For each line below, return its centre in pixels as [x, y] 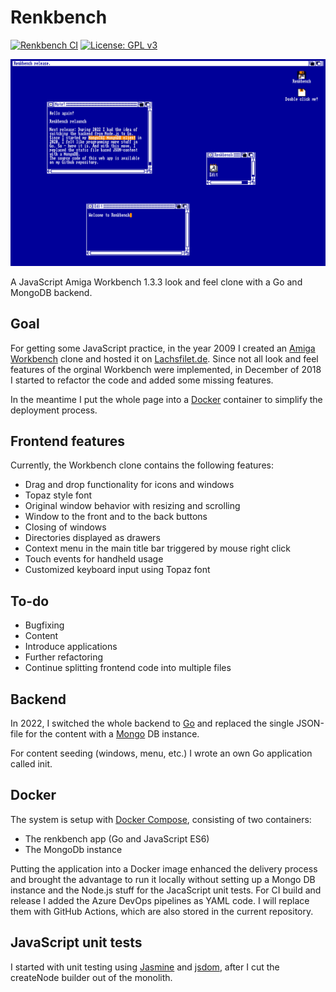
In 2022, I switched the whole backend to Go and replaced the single [152, 723]
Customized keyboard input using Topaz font [117, 570]
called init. [31, 763]
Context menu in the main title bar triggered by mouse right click [158, 548]
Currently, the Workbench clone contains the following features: [142, 465]
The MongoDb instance [73, 849]
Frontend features [68, 441]
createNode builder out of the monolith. [91, 977]
